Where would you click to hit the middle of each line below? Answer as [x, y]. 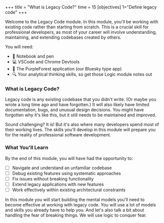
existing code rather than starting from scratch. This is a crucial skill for [77, 27]
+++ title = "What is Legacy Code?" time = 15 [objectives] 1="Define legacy [81, 7]
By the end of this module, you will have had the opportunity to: [69, 158]
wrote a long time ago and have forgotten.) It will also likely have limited [77, 105]
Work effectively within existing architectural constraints [69, 190]
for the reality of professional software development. [58, 135]
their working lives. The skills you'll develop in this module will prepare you [80, 130]
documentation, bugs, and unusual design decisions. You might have [75, 110]
